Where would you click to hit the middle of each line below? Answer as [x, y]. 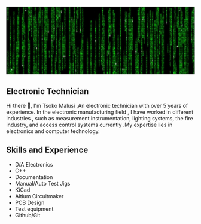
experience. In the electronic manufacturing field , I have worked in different [100, 112]
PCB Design [30, 202]
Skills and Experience [47, 150]
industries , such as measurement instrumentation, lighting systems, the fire [100, 118]
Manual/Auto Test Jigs [42, 183]
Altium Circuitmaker [39, 196]
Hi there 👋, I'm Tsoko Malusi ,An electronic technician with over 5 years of [97, 105]
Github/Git [28, 215]
